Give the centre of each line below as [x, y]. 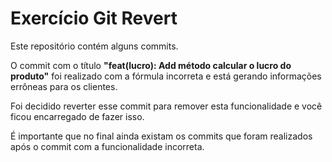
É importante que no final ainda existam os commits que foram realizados [161, 136]
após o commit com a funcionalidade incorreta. [107, 146]
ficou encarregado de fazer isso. [77, 116]
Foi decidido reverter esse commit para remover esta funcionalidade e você [166, 106]
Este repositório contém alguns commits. [94, 46]
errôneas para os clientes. [64, 86]
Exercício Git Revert [94, 18]
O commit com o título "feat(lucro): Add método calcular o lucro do [151, 65]
